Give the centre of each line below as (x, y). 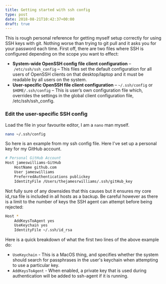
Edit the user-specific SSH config (46, 114)
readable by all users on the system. (50, 80)
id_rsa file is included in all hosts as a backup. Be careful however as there (82, 196)
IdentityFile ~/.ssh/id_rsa (43, 230)
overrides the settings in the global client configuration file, (73, 96)
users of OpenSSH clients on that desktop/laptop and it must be (78, 74)
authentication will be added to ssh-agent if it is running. (70, 276)
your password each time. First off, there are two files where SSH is (74, 49)
